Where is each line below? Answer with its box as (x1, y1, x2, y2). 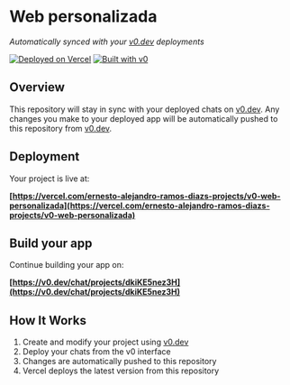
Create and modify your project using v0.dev (22, 336, 189, 348)
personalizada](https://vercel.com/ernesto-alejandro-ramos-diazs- (9, 200, 270, 211)
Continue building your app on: (9, 260, 124, 270)
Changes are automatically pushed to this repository (22, 356, 217, 367)
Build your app (9, 235, 93, 251)
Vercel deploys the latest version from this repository (22, 365, 220, 376)
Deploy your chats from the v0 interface (22, 346, 171, 357)
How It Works (9, 313, 87, 328)
